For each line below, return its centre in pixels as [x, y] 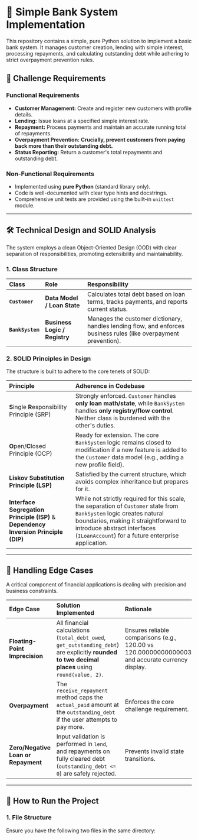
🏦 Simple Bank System [62, 12]
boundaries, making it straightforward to [131, 521]
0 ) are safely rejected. [86, 774]
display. [136, 667]
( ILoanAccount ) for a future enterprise [127, 536]
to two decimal [77, 660]
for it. [83, 489]
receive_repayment [82, 691]
